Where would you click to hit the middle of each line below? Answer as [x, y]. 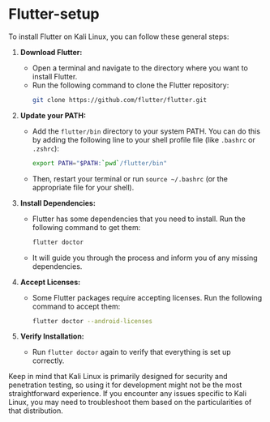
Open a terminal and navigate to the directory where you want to [140, 68]
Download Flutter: [51, 52]
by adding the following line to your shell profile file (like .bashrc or [144, 139]
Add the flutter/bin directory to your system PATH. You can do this [146, 131]
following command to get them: [86, 227]
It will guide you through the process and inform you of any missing [145, 258]
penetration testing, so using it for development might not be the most [125, 385]
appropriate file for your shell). [83, 187]
